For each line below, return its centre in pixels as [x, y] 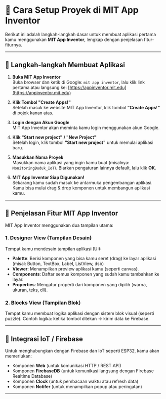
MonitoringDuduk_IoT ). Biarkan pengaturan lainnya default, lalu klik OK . [84, 168]
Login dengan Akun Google [41, 122]
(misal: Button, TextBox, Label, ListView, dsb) [58, 264]
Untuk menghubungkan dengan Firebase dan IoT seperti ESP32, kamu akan [82, 351]
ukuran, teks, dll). [30, 290]
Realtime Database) [32, 376]
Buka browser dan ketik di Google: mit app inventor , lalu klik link [78, 82]
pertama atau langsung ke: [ [41, 87]
